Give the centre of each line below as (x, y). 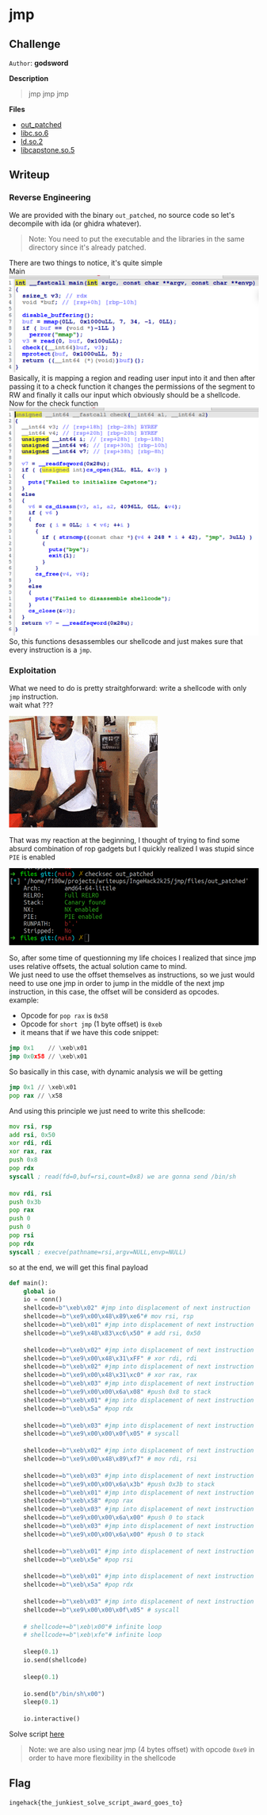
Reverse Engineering (50, 198)
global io (40, 1291)
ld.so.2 (32, 142)
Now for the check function (53, 404)
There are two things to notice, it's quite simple (86, 262)
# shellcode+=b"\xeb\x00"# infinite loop (92, 1627)
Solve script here (37, 1734)
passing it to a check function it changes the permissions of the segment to (132, 386)
